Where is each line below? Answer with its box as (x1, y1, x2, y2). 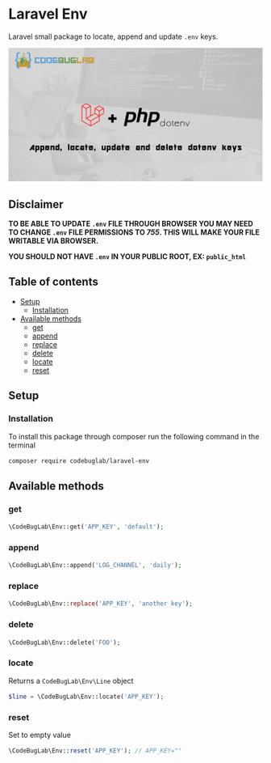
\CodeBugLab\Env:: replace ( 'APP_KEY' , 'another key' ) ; (8, 600, 194, 608)
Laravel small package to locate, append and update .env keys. (8, 32, 219, 41)
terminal (8, 440, 36, 450)
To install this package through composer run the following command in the (8, 431, 260, 441)
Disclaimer (8, 197, 64, 211)
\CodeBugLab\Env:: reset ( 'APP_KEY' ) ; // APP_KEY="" (8, 746, 182, 755)
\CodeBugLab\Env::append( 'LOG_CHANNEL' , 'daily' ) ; (8, 562, 182, 570)
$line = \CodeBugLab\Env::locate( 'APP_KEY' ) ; (8, 693, 164, 701)
